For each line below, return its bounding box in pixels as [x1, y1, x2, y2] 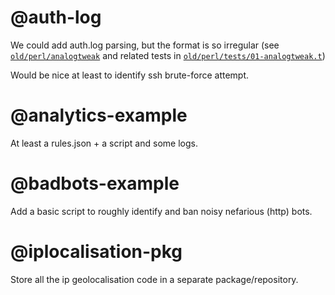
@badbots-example [10, 172, 180, 195]
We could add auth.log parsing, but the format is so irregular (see [10, 39, 280, 51]
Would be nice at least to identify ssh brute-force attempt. [10, 69, 250, 81]
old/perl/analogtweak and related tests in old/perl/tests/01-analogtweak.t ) [10, 49, 326, 61]
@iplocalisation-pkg [10, 241, 183, 263]
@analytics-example [10, 104, 188, 127]
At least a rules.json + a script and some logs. [10, 137, 198, 149]
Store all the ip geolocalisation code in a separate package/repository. [10, 273, 299, 285]
